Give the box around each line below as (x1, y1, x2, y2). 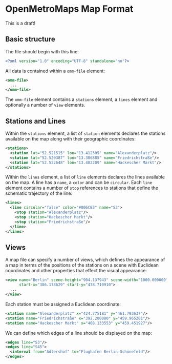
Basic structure (5, 35, 55, 44)
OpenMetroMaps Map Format (5, 3, 134, 15)
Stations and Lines (5, 116, 66, 126)
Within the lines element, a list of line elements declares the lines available (5, 174, 165, 180)
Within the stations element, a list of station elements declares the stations (5, 130, 166, 136)
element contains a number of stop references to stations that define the (5, 185, 159, 191)
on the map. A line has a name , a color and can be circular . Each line (5, 179, 153, 186)
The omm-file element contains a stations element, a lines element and (5, 96, 158, 103)
